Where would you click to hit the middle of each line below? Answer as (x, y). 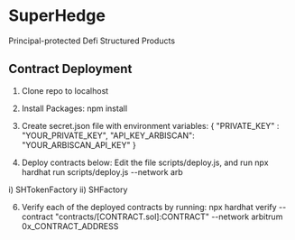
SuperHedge (57, 16)
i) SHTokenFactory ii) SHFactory (68, 189)
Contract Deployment (70, 69)
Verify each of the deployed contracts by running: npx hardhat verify (149, 207)
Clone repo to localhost (65, 90)
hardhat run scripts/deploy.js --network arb (102, 171)
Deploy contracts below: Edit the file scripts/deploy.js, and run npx (145, 162)
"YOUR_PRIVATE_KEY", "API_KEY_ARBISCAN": (108, 135)
